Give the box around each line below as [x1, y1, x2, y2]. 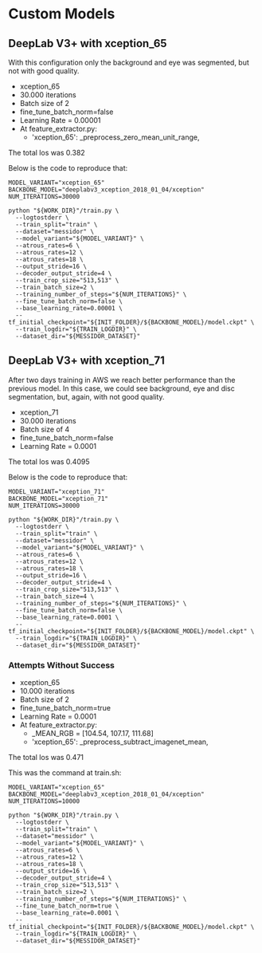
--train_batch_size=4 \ [15, 592, 94, 601]
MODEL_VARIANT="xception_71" [8, 487, 105, 495]
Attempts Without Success [8, 660, 115, 671]
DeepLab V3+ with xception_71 [8, 354, 165, 368]
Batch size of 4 [19, 424, 70, 434]
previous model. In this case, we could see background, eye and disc [8, 384, 235, 393]
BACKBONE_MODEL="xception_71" [8, 494, 109, 502]
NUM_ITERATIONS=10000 [8, 797, 80, 805]
